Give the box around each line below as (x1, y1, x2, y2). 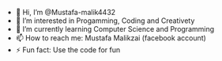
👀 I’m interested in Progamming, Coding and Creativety (15, 16, 195, 25)
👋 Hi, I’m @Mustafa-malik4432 (15, 8, 116, 17)
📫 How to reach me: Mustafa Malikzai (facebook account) (15, 33, 207, 43)
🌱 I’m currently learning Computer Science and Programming (15, 25, 215, 33)
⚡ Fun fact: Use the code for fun (15, 45, 121, 55)
